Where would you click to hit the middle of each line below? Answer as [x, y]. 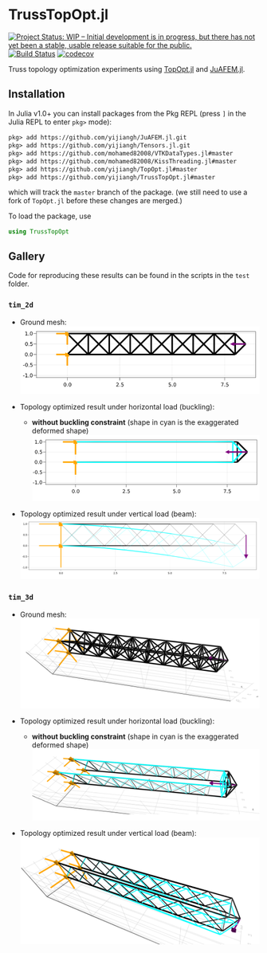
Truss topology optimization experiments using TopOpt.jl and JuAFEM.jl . [127, 69]
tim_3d [21, 598]
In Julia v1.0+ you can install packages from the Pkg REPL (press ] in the [128, 113]
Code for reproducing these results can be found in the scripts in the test [129, 276]
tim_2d [21, 305]
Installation [37, 94]
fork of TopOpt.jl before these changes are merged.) [96, 200]
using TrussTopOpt [39, 231]
